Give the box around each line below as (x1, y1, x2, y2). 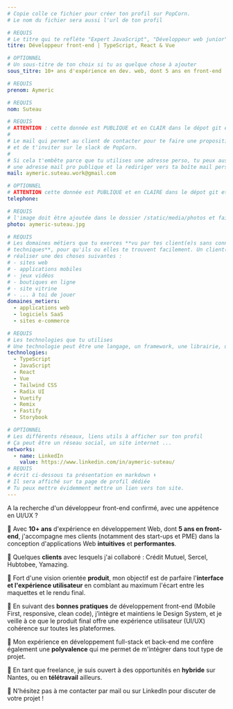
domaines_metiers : (7, 298, 60, 305)
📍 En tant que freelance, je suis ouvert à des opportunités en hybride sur (7, 665, 216, 674)
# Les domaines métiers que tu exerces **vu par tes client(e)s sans (7, 240, 213, 247)
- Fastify (13, 407, 42, 414)
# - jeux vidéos (7, 272, 54, 279)
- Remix (13, 401, 36, 408)
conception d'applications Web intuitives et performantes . (7, 539, 177, 548)
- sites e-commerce (13, 317, 70, 324)
